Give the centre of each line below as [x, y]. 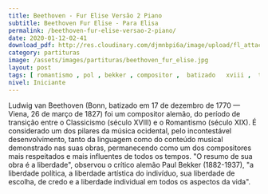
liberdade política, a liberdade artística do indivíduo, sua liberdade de [122, 173]
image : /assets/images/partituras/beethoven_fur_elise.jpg [108, 61]
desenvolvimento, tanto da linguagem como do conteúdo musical [116, 139]
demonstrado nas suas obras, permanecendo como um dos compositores [130, 148]
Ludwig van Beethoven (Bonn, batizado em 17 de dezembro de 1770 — [124, 105]
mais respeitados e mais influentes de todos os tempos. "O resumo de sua [130, 156]
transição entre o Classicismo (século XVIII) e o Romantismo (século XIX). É [132, 122]
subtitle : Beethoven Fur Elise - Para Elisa [83, 23]
